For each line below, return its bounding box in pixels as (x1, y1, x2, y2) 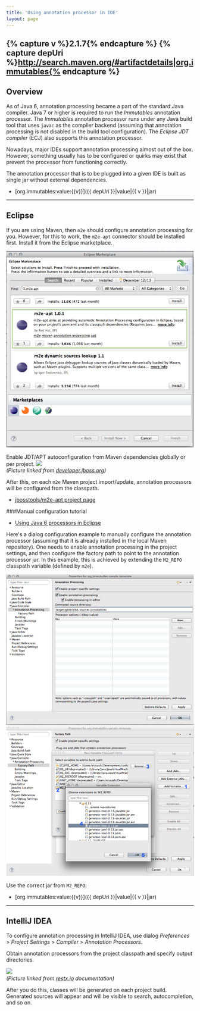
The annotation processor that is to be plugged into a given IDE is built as (6, 170, 186, 177)
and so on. (6, 999, 33, 1006)
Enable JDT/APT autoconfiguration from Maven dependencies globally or (6, 453, 186, 461)
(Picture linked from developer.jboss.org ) (6, 467, 107, 474)
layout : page (6, 15, 39, 22)
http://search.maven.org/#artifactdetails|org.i (17, 57, 193, 67)
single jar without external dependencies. (6, 176, 108, 183)
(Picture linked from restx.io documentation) (6, 975, 115, 982)
